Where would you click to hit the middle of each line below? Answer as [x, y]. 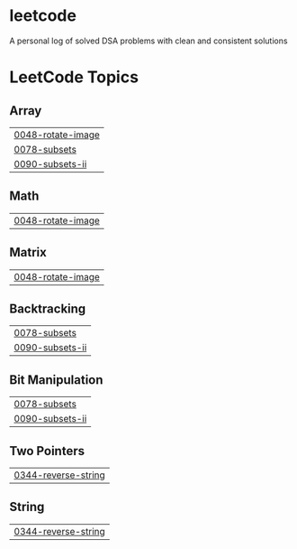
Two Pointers [47, 451]
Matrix [28, 252]
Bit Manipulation [56, 380]
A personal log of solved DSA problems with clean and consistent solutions [148, 41]
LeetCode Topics [74, 77]
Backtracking [48, 308]
